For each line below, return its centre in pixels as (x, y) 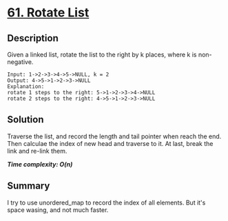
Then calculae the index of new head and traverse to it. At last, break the (110, 143)
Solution (25, 119)
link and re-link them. (37, 151)
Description (33, 38)
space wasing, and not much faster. (58, 210)
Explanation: (26, 87)
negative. (20, 62)
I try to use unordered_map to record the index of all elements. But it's (106, 202)
